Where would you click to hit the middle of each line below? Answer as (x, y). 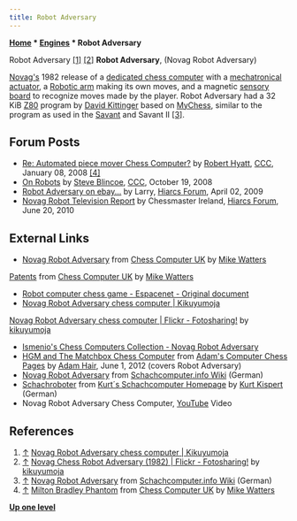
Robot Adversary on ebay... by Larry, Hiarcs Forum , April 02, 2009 (142, 192)
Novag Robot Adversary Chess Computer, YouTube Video (127, 403)
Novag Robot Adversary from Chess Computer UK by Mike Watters (144, 260)
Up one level (32, 507)
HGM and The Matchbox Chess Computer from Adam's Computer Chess (155, 356)
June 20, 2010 (48, 211)
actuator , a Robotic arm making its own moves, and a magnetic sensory (139, 86)
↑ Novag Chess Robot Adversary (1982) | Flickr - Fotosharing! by (141, 462)
